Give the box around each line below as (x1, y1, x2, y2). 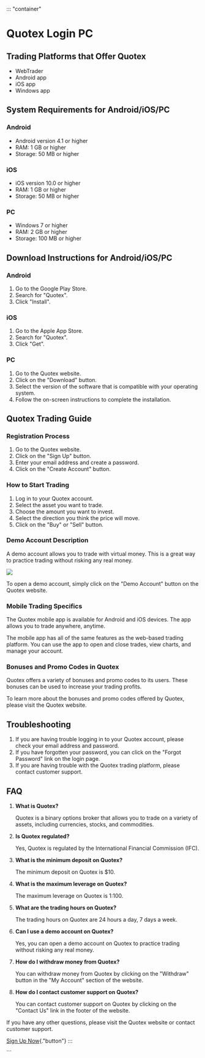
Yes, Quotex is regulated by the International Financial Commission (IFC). (15, 844, 199, 852)
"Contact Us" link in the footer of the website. (15, 1007, 130, 1014)
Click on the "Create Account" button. (15, 465, 111, 473)
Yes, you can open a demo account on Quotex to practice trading (15, 939, 180, 947)
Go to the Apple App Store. (15, 327, 84, 335)
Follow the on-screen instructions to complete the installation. (15, 395, 171, 403)
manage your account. (6, 647, 63, 655)
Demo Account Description (6, 536, 89, 545)
